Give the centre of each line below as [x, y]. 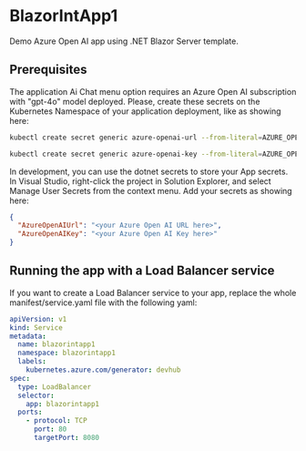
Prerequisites [48, 70]
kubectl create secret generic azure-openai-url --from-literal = [136, 138]
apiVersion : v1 [38, 319]
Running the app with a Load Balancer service [142, 271]
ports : [30, 412]
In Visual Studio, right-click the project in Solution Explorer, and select [140, 181]
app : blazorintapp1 [63, 404]
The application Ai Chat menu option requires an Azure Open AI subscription [153, 91]
